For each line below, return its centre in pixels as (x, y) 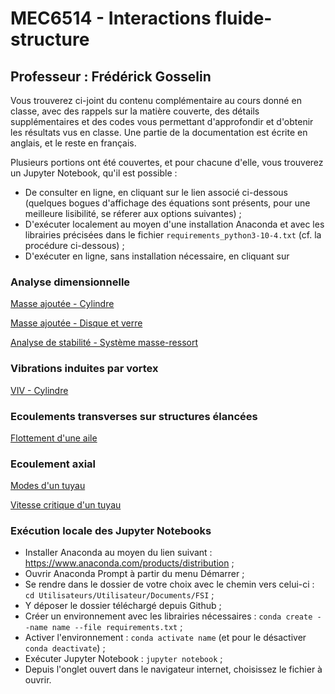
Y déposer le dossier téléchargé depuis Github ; (123, 606)
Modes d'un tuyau (48, 486)
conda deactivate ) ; (65, 648)
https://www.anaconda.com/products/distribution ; (129, 563)
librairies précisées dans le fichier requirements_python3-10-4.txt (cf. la (173, 235)
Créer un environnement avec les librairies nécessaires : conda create (168, 616)
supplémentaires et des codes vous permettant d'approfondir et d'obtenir (162, 121)
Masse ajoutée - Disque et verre (76, 323)
